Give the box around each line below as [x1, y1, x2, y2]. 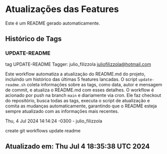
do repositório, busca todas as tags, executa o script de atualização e [5, 97, 150, 103]
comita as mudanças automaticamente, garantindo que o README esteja [5, 103, 157, 109]
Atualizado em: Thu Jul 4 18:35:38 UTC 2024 [5, 142, 150, 151]
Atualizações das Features [5, 4, 120, 15]
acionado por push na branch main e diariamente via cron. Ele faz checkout [5, 92, 161, 98]
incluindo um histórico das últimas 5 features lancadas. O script [5, 76, 138, 82]
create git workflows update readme [5, 127, 81, 133]
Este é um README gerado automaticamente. [5, 20, 100, 26]
